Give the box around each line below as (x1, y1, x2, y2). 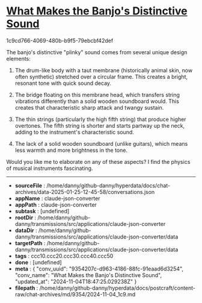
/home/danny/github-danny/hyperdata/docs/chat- (46, 182, 171, 189)
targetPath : (14, 239, 46, 246)
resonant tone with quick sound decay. (14, 80, 112, 87)
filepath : (14, 284, 38, 292)
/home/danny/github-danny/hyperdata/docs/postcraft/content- (39, 284, 196, 292)
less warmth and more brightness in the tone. (14, 146, 128, 154)
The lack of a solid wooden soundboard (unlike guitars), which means (14, 140, 188, 147)
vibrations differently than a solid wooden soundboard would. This (14, 98, 179, 105)
